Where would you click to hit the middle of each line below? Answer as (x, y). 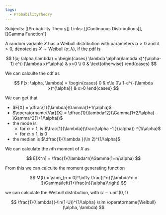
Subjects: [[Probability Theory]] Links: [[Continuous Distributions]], (74, 28)
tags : (11, 10)
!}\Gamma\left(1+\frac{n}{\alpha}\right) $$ (83, 183)
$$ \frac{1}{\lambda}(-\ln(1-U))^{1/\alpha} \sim (58, 202)
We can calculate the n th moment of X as (47, 148)
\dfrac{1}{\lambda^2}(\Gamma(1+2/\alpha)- (112, 113)
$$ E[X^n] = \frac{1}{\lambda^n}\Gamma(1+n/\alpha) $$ (83, 158)
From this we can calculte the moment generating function (65, 168)
